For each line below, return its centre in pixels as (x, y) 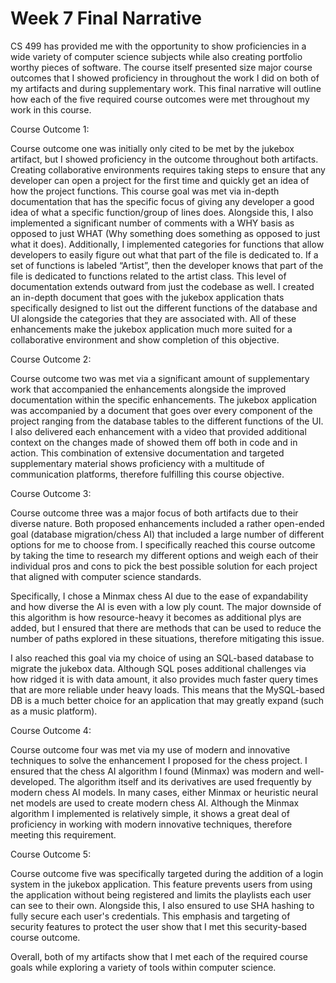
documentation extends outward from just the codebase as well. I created (162, 286)
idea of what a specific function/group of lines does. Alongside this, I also (162, 212)
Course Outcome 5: (51, 854)
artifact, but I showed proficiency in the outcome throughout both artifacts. (164, 159)
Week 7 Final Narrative (106, 18)
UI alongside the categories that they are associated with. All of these (153, 318)
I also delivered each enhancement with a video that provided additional (158, 431)
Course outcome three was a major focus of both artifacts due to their (154, 513)
